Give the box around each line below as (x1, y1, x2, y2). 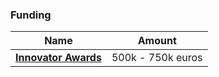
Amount (137, 34, 177, 48)
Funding (10, 8, 52, 22)
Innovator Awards (15, 51, 102, 65)
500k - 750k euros (111, 51, 203, 65)
